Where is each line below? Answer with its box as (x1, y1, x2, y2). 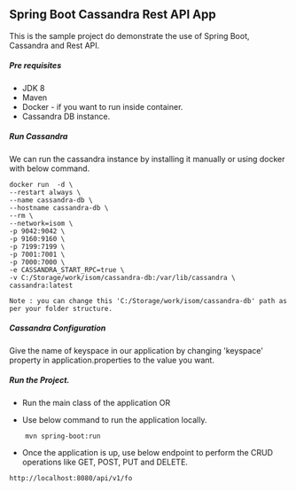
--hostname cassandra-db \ (9, 203, 109, 212)
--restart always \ (9, 188, 82, 197)
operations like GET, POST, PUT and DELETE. (21, 456, 189, 467)
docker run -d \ (9, 180, 74, 189)
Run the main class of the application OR (21, 397, 171, 408)
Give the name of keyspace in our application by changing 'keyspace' (9, 345, 264, 355)
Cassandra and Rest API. (9, 40, 100, 51)
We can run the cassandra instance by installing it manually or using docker (9, 153, 285, 164)
